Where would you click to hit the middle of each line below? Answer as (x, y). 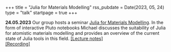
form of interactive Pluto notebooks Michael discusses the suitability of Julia (86, 28)
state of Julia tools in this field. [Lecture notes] (54, 38)
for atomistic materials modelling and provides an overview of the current (82, 33)
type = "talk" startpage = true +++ (41, 13)
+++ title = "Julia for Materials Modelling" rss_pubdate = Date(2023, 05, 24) (85, 7)
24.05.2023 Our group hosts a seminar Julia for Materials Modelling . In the (84, 22)
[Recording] (18, 44)
